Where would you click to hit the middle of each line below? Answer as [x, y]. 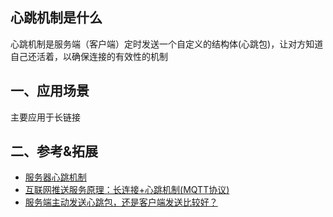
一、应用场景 [50, 91]
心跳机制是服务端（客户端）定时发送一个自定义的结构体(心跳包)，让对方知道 [167, 44]
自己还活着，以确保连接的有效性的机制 [89, 56]
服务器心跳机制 [55, 177]
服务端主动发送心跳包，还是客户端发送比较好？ [121, 202]
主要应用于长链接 [45, 117]
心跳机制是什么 [56, 18]
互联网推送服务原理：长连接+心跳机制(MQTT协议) [127, 190]
